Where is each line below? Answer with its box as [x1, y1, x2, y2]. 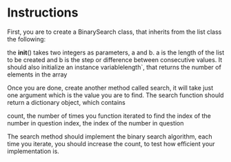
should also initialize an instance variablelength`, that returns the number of [7, 63, 222, 71]
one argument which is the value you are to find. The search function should [7, 91, 224, 99]
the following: [7, 34, 46, 43]
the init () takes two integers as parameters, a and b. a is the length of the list [7, 48, 225, 57]
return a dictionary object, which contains [7, 98, 125, 106]
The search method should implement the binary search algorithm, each [7, 132, 212, 141]
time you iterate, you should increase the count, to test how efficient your [7, 139, 215, 148]
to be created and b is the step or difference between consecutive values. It [7, 55, 223, 63]
